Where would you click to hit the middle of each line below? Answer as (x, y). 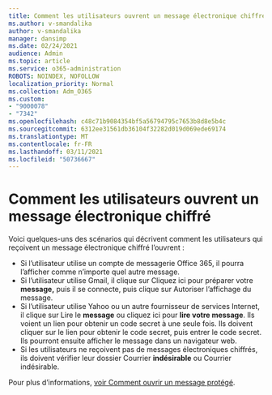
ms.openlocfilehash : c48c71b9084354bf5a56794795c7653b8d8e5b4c (117, 122)
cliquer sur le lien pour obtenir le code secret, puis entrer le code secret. (140, 333)
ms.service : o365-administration (65, 69)
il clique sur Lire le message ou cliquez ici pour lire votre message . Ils (137, 315)
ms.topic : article (39, 62)
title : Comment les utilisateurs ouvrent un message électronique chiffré (137, 16)
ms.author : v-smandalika (50, 24)
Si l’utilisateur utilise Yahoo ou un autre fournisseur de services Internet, (140, 307)
